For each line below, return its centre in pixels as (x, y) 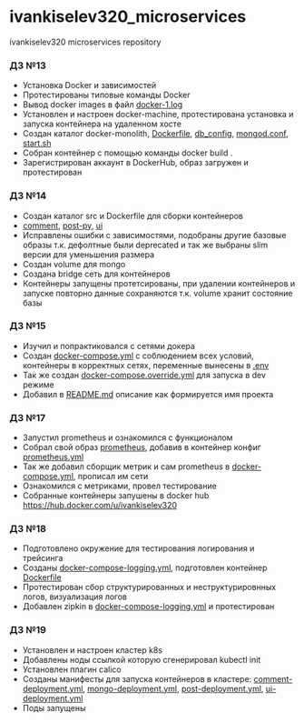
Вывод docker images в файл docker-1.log (103, 105)
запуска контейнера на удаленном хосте (102, 124)
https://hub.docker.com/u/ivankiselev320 (100, 506)
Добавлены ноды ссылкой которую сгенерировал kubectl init (142, 659)
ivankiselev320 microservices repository (85, 42)
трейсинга (43, 558)
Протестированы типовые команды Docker (106, 95)
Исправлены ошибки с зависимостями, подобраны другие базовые (154, 235)
